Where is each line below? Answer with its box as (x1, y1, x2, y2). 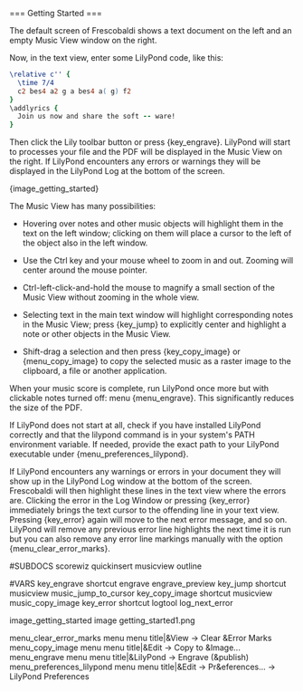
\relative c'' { (9, 70, 71, 79)
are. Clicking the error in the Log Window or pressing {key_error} (9, 495, 251, 506)
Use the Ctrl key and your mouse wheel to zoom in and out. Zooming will (22, 255, 294, 266)
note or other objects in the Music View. (22, 329, 172, 340)
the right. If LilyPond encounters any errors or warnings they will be (9, 156, 260, 167)
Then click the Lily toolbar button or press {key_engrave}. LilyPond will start (9, 137, 291, 148)
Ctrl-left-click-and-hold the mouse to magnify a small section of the (22, 283, 276, 293)
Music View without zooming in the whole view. (22, 292, 200, 302)
